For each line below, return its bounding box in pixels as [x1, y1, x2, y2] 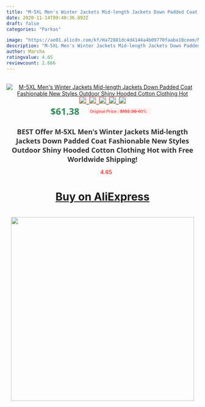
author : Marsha [6, 48, 45, 55]
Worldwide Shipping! [67, 154, 138, 164]
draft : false [6, 20, 40, 26]
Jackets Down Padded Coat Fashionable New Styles [16, 135, 189, 146]
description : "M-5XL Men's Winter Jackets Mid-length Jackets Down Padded [6, 43, 201, 49]
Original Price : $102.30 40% [89, 108, 148, 114]
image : [6, 37, 23, 44]
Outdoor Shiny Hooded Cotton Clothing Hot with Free [11, 145, 194, 155]
